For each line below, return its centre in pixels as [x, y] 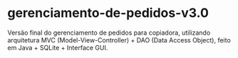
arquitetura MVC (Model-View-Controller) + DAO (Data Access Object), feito [119, 40]
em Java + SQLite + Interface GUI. [58, 47]
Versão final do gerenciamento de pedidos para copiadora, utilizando [109, 33]
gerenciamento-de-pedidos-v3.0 [108, 13]
